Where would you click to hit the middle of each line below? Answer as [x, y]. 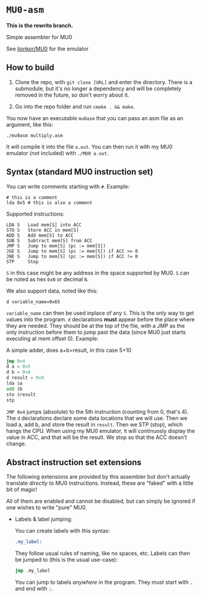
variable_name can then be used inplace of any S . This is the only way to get [100, 313]
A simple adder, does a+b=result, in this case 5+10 [69, 350]
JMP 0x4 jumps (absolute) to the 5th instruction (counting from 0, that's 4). [97, 411]
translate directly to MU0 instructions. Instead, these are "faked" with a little [100, 483]
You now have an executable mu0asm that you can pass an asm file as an [95, 118]
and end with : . [34, 589]
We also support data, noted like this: [52, 291]
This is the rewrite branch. [40, 25]
